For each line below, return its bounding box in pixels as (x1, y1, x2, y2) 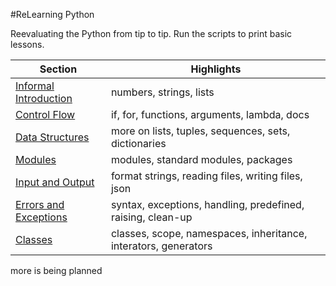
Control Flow (15, 108, 76, 121)
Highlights (190, 62, 242, 76)
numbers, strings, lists (110, 85, 215, 99)
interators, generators (110, 239, 213, 253)
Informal (15, 79, 55, 93)
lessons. (10, 39, 45, 50)
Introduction (15, 92, 73, 105)
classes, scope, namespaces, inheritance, (110, 227, 308, 240)
